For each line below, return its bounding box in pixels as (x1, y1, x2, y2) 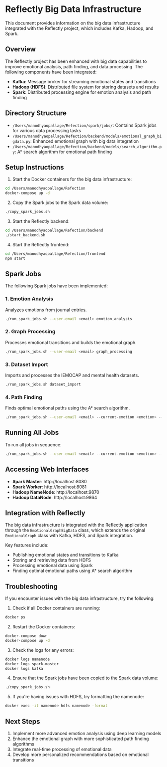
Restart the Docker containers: (12, 624, 76, 629)
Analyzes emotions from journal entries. (5, 307, 87, 313)
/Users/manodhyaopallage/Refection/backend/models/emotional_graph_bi (12, 134, 162, 139)
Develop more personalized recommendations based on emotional (12, 752, 149, 758)
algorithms (12, 741, 35, 747)
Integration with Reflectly (5, 509, 85, 517)
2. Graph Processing (5, 328, 56, 335)
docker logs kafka (5, 666, 43, 671)
